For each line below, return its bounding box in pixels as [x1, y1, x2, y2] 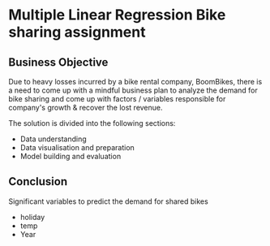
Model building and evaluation [19, 152, 122, 161]
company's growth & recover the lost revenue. [8, 103, 164, 112]
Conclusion [8, 175, 68, 188]
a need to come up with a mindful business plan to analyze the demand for [8, 85, 258, 95]
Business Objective [8, 55, 109, 69]
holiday [19, 212, 45, 222]
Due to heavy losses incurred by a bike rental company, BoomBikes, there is [8, 77, 263, 86]
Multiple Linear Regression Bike [8, 6, 226, 24]
